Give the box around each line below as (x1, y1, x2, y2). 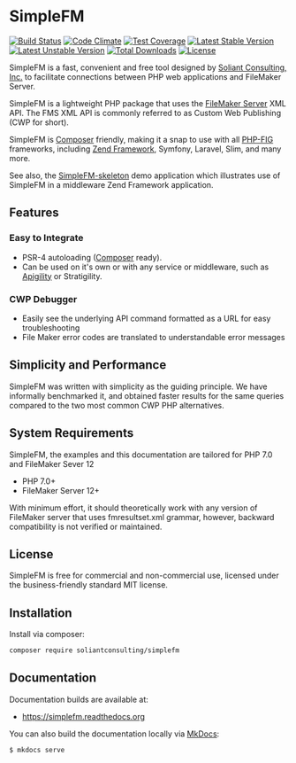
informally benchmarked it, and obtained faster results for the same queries (9, 390, 285, 401)
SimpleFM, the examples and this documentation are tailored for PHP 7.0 (9, 449, 273, 460)
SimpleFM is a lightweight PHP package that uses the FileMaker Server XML (9, 97, 287, 108)
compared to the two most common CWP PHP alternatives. (9, 400, 225, 410)
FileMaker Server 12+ (21, 485, 100, 495)
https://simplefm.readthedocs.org (21, 711, 146, 721)
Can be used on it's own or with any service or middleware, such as (21, 261, 269, 272)
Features (9, 206, 59, 221)
